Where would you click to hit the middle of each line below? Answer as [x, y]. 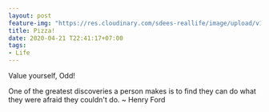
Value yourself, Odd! [42, 76]
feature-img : [30, 23]
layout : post [30, 16]
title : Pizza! [32, 30]
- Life [19, 53]
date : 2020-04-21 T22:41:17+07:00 [66, 38]
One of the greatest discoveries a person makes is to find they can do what [132, 91]
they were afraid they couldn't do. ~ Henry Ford [87, 100]
